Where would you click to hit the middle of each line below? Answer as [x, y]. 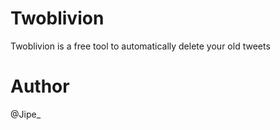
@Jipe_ [26, 114]
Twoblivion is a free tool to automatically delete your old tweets [140, 46]
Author [40, 86]
